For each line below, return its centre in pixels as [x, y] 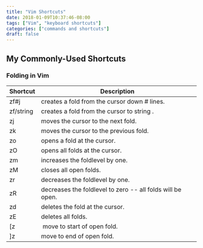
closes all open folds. [71, 170]
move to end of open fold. [78, 236]
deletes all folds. [64, 216]
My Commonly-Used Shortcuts [66, 59]
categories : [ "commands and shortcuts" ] [58, 29]
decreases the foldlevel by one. [85, 179]
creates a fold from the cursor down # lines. [103, 101]
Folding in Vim [28, 76]
